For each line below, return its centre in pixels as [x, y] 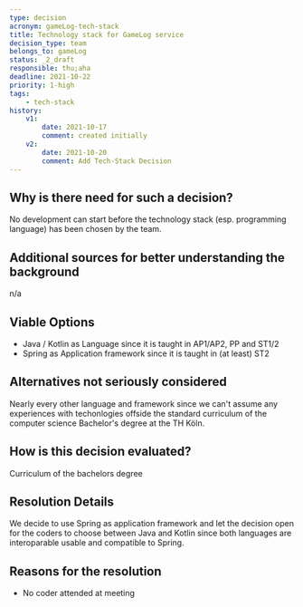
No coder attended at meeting [79, 593]
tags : [19, 93]
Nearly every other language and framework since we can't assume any [144, 403]
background [44, 271]
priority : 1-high [42, 85]
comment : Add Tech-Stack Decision [107, 161]
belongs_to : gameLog [48, 52]
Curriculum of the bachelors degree [76, 473]
